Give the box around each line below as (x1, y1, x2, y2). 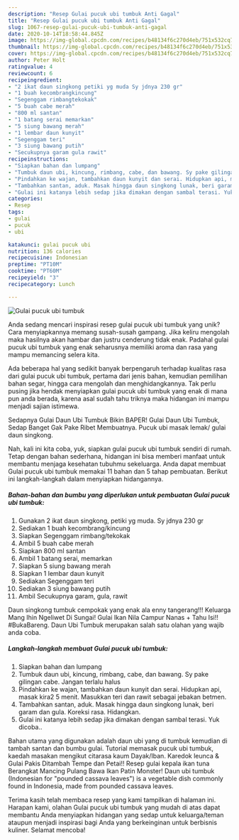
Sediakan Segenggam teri (18, 577, 94, 585)
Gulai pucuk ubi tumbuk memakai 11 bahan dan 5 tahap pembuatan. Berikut (8, 467, 228, 476)
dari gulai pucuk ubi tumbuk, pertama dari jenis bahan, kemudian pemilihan (8, 371, 228, 380)
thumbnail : (8, 43, 40, 50)
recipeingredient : (8, 76, 62, 84)
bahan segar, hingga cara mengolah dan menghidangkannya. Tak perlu (8, 379, 216, 388)
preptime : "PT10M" (8, 261, 62, 268)
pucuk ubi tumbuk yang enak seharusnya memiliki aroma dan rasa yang (8, 342, 218, 351)
